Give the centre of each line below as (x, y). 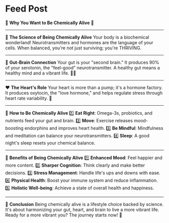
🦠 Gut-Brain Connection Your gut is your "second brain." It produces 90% (82, 62)
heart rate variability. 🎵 (29, 98)
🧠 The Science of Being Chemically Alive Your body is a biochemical (77, 37)
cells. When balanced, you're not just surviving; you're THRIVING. (73, 48)
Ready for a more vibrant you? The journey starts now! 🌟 (64, 215)
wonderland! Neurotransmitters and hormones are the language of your (79, 42)
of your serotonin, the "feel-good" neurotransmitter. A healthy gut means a (82, 67)
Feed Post (26, 9)
